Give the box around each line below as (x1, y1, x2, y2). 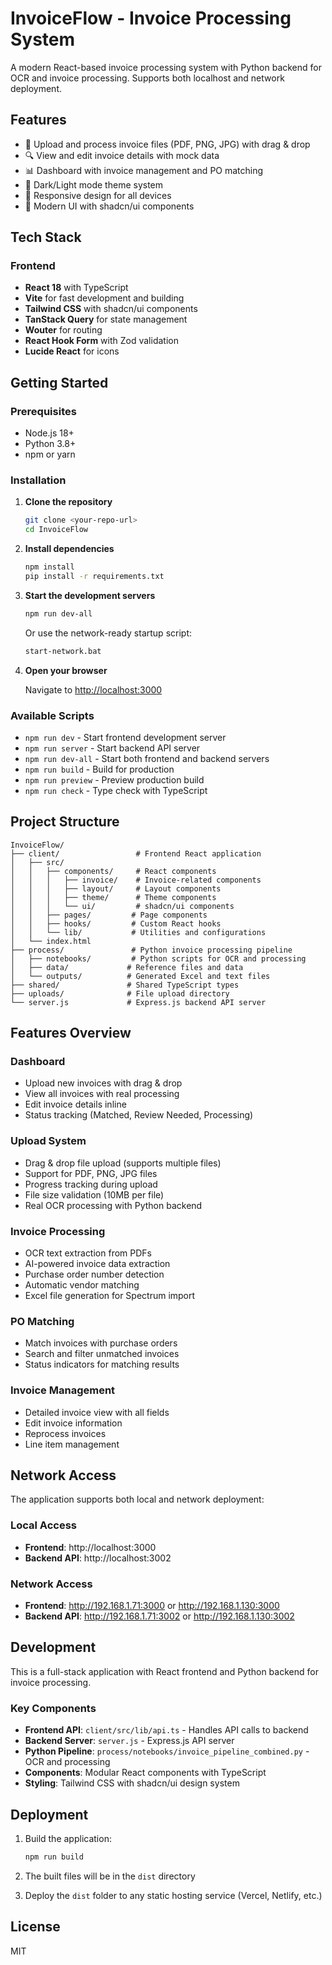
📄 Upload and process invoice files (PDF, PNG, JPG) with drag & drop (24, 138, 311, 150)
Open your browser (24, 664, 108, 676)
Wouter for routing (24, 324, 103, 336)
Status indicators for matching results (24, 1358, 180, 1371)
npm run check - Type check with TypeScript (24, 784, 208, 796)
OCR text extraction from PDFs (24, 1247, 152, 1259)
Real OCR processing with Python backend (24, 1199, 203, 1211)
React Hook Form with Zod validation (24, 335, 179, 347)
